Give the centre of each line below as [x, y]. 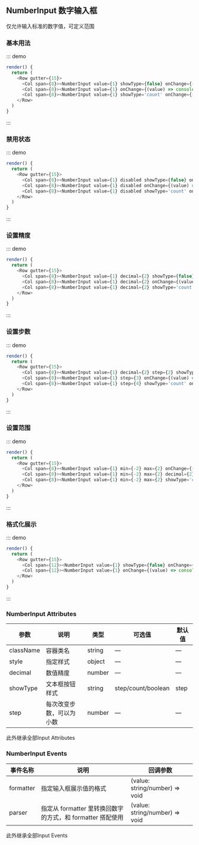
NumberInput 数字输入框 [52, 11]
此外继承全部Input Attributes [41, 738]
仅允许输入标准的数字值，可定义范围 [50, 26]
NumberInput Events [37, 753]
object [96, 661]
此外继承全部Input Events [37, 835]
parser [18, 812]
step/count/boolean [142, 688]
